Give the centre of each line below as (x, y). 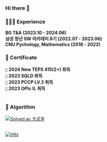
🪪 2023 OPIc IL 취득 (25, 88)
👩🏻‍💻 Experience (25, 21)
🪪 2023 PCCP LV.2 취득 (29, 82)
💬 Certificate (21, 58)
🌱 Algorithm (20, 107)
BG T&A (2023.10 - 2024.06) (36, 33)
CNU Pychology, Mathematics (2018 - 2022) (53, 45)
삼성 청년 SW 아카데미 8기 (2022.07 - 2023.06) (54, 39)
